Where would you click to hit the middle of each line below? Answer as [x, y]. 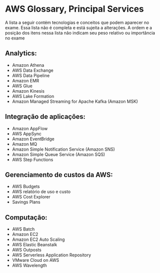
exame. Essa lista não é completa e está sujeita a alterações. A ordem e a [79, 27]
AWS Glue [22, 86]
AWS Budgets [26, 187]
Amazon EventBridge [33, 139]
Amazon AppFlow [30, 128]
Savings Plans [26, 202]
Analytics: [21, 53]
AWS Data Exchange [33, 70]
